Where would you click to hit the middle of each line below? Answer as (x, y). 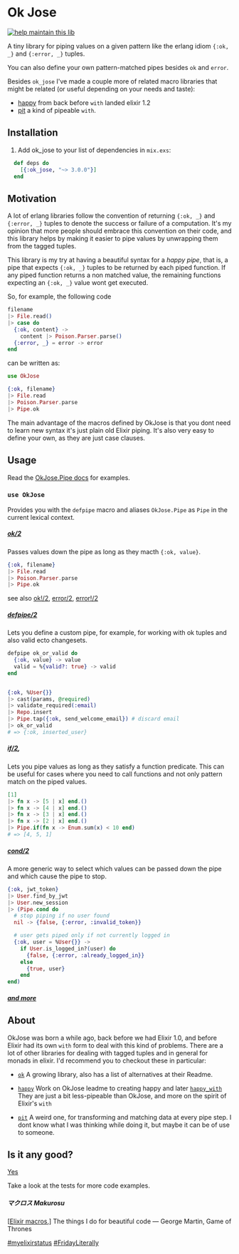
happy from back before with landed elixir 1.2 (84, 102)
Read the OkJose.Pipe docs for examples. (69, 477)
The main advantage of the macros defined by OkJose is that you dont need (119, 423)
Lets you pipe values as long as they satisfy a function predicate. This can (116, 766)
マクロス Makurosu (36, 1203)
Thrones (20, 1229)
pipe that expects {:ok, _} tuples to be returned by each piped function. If (117, 268)
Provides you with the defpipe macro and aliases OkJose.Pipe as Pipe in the (117, 510)
